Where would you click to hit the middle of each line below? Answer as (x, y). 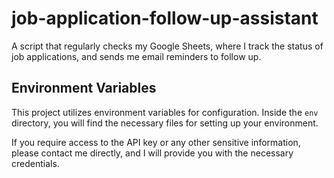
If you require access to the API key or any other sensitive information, (156, 142)
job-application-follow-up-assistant (165, 18)
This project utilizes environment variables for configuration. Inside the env (165, 112)
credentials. (35, 163)
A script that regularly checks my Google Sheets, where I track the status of (167, 46)
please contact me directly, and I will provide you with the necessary (152, 153)
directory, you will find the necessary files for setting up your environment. (165, 123)
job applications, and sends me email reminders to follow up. (136, 56)
